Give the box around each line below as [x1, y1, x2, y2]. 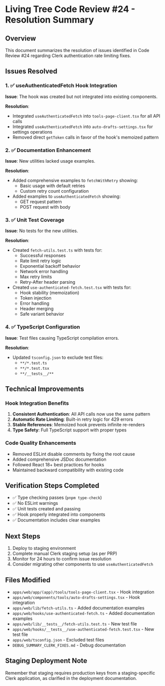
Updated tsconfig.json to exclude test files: [12, 354, 103, 360]
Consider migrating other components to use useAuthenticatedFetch [12, 561, 153, 567]
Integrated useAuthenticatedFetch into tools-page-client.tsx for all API [12, 113, 160, 119]
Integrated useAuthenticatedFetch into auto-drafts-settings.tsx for [12, 124, 153, 130]
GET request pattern [19, 199, 62, 205]
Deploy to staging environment [12, 545, 76, 551]
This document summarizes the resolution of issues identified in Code [5, 48, 149, 53]
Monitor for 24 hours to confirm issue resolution [12, 556, 111, 562]
